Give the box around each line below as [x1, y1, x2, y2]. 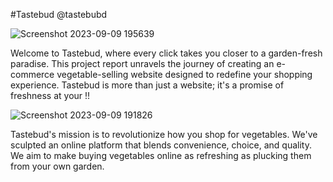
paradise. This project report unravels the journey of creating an [10, 58, 275, 69]
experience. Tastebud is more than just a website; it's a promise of [10, 79, 285, 91]
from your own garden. [10, 160, 105, 172]
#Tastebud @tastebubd [10, 9, 108, 20]
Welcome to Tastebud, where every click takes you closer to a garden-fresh [10, 47, 323, 59]
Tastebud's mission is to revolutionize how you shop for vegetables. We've [10, 129, 318, 140]
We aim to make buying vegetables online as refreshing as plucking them [10, 150, 312, 161]
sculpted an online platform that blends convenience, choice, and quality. [10, 139, 312, 151]
